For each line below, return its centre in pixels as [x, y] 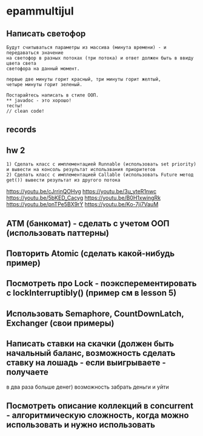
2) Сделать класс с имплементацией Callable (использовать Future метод [100, 175]
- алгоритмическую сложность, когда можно [98, 415]
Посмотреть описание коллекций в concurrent [100, 405]
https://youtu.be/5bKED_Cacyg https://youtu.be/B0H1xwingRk [84, 198]
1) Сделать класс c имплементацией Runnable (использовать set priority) [101, 164]
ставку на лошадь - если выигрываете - [86, 363]
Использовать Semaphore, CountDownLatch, [95, 314]
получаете [27, 372]
